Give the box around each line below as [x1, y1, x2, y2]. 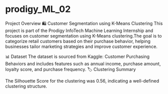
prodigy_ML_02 [5, 3, 71, 15]
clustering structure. [5, 83, 47, 89]
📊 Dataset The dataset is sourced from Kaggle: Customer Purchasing [5, 53, 150, 59]
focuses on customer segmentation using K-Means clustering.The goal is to [5, 32, 162, 38]
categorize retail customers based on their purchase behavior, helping [5, 38, 151, 44]
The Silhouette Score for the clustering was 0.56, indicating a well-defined [5, 77, 159, 83]
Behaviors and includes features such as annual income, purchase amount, [5, 60, 161, 66]
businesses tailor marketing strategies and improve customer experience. [5, 43, 157, 49]
